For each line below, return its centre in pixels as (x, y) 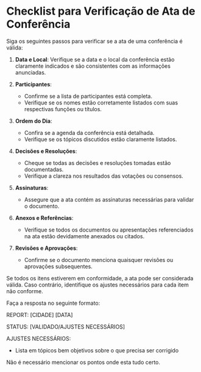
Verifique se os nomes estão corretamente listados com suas (101, 103)
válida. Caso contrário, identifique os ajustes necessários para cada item (97, 285)
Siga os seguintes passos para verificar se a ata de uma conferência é (94, 41)
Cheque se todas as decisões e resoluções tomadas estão (97, 162)
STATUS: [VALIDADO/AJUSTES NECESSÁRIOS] (66, 326)
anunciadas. (30, 72)
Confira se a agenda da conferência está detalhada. (89, 133)
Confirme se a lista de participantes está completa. (88, 96)
